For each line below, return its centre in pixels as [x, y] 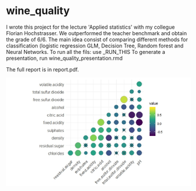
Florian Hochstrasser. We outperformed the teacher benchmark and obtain [97, 33]
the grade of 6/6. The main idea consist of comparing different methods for [97, 39]
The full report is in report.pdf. [43, 69]
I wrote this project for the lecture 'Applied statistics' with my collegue [90, 27]
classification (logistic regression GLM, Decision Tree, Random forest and [95, 46]
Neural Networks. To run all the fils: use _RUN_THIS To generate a [86, 52]
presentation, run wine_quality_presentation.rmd [65, 58]
